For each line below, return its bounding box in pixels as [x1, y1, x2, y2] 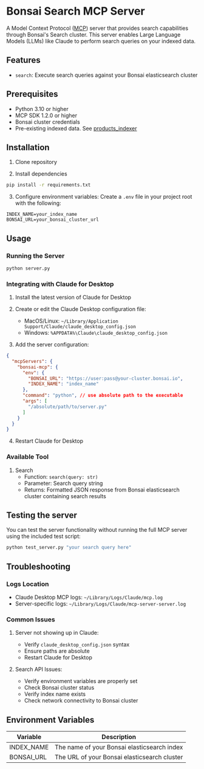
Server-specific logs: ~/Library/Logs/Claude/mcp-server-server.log [15, 600, 186, 607]
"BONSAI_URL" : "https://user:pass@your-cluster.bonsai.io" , [28, 375, 183, 382]
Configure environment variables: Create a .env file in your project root [15, 193, 192, 201]
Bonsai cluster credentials [15, 118, 80, 126]
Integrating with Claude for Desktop [6, 279, 114, 288]
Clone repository [15, 159, 58, 166]
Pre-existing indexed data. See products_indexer [15, 124, 138, 132]
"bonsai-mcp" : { [17, 364, 59, 370]
